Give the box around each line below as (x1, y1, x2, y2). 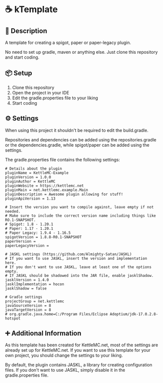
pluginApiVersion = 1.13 (5, 196, 56, 201)
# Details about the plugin (5, 166, 62, 171)
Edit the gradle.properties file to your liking (12, 95, 99, 101)
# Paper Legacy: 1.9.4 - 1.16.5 (5, 230, 71, 235)
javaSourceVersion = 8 (5, 303, 51, 308)
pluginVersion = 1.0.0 (5, 175, 51, 180)
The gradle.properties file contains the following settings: (5, 157, 121, 162)
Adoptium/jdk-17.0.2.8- (109, 312, 159, 316)
